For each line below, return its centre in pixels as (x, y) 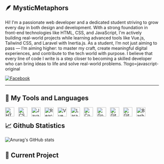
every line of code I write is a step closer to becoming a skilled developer (79, 58)
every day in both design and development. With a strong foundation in (76, 27)
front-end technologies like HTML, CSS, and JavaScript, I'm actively (73, 33)
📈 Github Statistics (35, 126)
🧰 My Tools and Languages (47, 98)
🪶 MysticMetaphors (37, 8)
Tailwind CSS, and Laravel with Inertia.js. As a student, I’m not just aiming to (81, 43)
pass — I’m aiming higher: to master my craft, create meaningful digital (76, 48)
